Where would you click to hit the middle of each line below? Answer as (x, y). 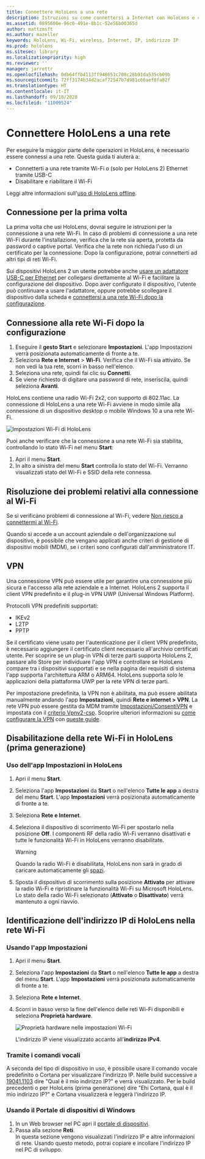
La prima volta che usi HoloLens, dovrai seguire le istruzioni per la (89, 227)
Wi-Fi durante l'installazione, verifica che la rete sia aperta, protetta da (95, 240)
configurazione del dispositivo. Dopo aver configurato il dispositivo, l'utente (101, 284)
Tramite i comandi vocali (43, 1055)
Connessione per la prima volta (67, 212)
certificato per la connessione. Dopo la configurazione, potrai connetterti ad (102, 253)
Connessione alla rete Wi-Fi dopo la (75, 323)
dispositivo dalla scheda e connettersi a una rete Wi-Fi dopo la (85, 297)
